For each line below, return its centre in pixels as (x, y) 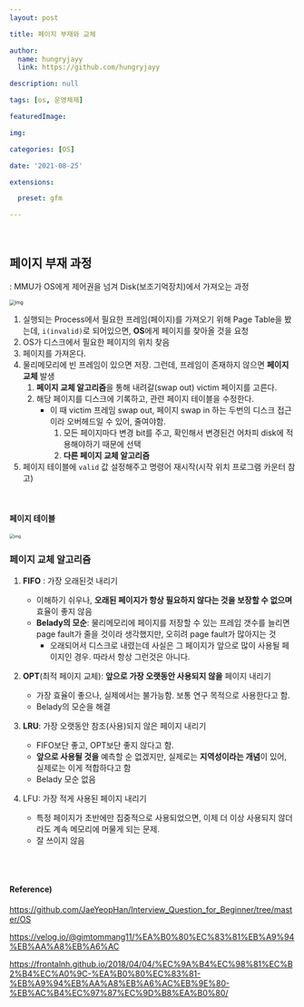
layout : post (34, 18)
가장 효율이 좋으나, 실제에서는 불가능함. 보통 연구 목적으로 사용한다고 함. (163, 696)
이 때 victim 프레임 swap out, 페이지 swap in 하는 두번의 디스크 (162, 410)
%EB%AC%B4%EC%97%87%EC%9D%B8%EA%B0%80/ (119, 992)
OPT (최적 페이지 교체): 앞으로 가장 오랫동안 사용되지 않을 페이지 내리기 (147, 676)
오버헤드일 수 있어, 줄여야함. (116, 421)
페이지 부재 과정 (51, 263)
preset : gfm (40, 199)
